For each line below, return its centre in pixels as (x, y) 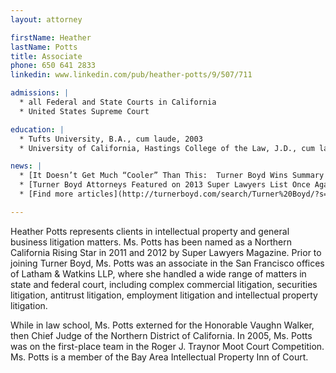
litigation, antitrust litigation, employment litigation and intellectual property (164, 295)
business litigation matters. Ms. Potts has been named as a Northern (151, 242)
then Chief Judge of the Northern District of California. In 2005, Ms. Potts (161, 335)
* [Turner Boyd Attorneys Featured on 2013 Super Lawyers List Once (165, 185)
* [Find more (46, 194)
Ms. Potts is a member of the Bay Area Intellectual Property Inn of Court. (159, 357)
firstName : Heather (51, 37)
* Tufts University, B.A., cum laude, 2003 (111, 139)
